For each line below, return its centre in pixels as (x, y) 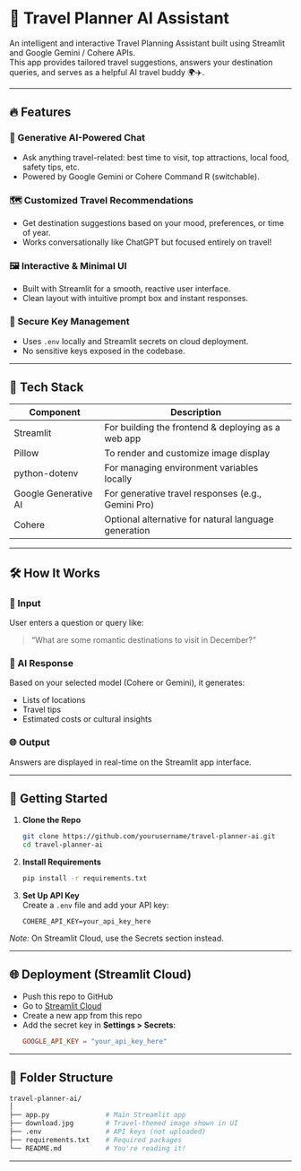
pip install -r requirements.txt (85, 879)
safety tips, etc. (51, 167)
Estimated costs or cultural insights (87, 719)
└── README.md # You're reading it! (98, 1148)
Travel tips (41, 710)
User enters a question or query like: (77, 623)
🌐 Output (30, 742)
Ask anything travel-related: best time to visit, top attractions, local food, (155, 157)
